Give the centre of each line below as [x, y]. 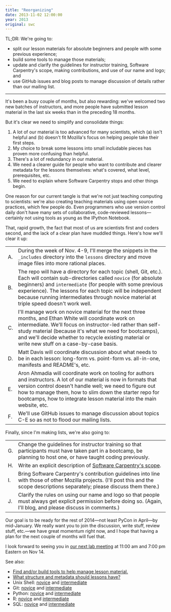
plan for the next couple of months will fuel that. [55, 536]
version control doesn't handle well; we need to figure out [87, 386]
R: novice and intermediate [41, 599]
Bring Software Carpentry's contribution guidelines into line [89, 474]
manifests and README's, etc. [54, 365]
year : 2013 [17, 19]
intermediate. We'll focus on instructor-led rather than [82, 325]
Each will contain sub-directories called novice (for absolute [90, 278]
